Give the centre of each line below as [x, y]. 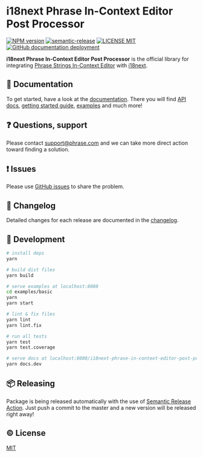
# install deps [25, 253]
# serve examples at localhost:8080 [52, 286]
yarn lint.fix [24, 325]
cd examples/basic [29, 292]
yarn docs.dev [24, 364]
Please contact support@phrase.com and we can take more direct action [97, 143]
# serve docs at [27, 358]
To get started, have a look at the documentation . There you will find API [96, 99]
